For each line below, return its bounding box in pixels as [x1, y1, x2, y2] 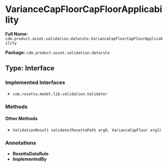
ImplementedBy [12, 156, 47, 162]
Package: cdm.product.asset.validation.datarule [5, 49, 110, 55]
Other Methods [5, 116, 38, 122]
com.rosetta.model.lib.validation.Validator [12, 92, 108, 97]
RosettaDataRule [12, 151, 49, 157]
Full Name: [5, 31, 28, 37]
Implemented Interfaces [5, 79, 65, 86]
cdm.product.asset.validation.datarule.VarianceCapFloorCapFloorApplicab [5, 36, 163, 41]
